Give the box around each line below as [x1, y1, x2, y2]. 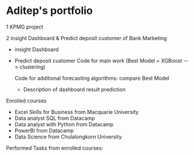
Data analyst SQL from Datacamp [14, 115, 95, 122]
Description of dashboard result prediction [23, 86, 126, 93]
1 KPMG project [6, 23, 44, 30]
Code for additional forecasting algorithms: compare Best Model [14, 75, 169, 81]
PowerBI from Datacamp [14, 127, 74, 134]
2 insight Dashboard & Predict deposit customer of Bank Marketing [6, 34, 167, 41]
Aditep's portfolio [6, 4, 93, 17]
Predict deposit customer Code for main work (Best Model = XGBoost [14, 57, 182, 64]
